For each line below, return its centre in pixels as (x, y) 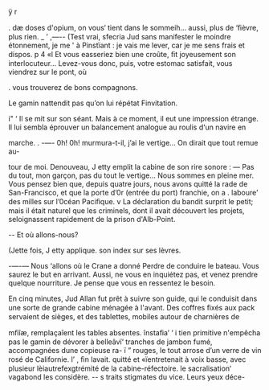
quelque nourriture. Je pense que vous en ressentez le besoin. (112, 283)
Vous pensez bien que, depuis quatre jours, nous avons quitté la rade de (128, 184)
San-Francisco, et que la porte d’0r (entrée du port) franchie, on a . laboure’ (133, 193)
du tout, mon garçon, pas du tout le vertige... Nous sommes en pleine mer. (131, 175)
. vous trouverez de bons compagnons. (73, 87)
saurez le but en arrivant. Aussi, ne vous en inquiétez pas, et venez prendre (133, 274)
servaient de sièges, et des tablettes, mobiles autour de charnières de (124, 316)
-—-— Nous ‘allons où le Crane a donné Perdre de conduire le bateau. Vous (134, 266)
